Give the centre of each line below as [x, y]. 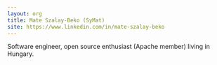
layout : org [25, 14]
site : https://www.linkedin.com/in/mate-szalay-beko [86, 27]
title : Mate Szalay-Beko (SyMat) [56, 20]
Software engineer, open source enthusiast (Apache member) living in [109, 47]
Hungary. [21, 54]
